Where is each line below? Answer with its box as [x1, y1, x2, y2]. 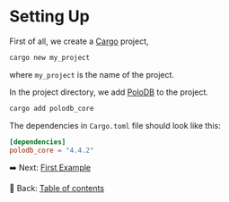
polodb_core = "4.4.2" [9, 146, 94, 155]
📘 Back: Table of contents [9, 183, 105, 194]
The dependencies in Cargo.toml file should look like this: [9, 120, 222, 130]
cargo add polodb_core [9, 104, 94, 113]
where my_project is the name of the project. [9, 69, 175, 80]
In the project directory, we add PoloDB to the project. [9, 87, 209, 97]
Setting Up [9, 6, 90, 27]
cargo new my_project [9, 53, 91, 62]
